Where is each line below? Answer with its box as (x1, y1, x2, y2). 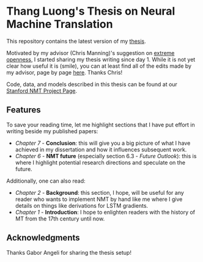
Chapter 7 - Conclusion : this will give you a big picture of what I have (15, 139, 191, 147)
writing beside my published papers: (6, 127, 98, 135)
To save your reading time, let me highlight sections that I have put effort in (6, 121, 196, 128)
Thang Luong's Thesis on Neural (6, 4, 175, 18)
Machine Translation (6, 17, 113, 31)
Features (6, 105, 41, 115)
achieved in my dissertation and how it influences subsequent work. (15, 145, 187, 153)
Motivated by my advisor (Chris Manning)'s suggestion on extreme (6, 49, 175, 56)
